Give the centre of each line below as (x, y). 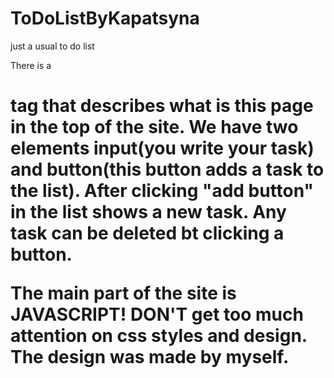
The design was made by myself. (150, 357)
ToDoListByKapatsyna (105, 18)
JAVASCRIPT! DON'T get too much (157, 314)
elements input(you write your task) (162, 148)
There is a (31, 65)
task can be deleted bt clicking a (147, 233)
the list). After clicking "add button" (162, 191)
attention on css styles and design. (159, 336)
